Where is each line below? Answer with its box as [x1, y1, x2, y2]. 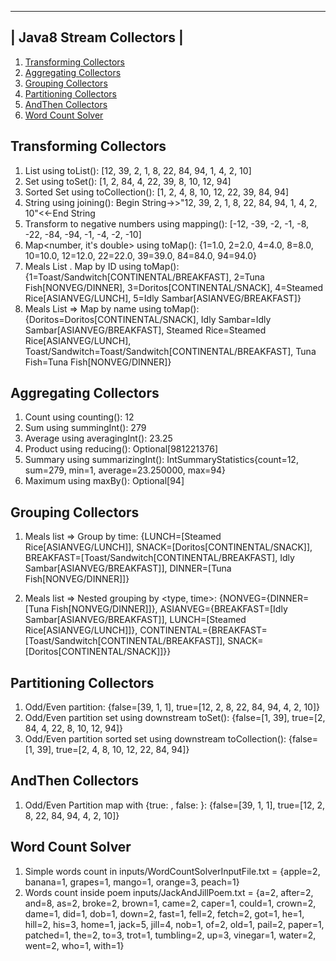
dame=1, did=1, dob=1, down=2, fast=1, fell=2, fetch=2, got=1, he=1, [24, 907, 305, 920]
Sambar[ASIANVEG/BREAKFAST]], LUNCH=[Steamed [24, 614, 247, 626]
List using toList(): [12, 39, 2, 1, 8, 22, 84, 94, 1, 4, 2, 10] [24, 164, 252, 176]
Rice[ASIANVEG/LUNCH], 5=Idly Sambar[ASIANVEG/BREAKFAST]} [24, 292, 302, 304]
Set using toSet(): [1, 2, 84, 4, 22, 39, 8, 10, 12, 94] [24, 175, 232, 187]
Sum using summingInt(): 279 [24, 422, 147, 434]
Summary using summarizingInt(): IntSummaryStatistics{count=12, [24, 454, 299, 466]
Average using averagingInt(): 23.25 [24, 432, 173, 445]
